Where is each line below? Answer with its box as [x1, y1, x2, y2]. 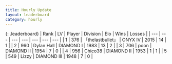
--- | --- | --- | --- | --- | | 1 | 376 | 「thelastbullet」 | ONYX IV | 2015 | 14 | [11, 37, 167, 43]
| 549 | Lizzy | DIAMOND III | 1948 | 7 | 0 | [5, 53, 93, 59]
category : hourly [5, 17, 43, 22]
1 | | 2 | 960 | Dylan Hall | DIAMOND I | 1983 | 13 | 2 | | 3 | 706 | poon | [5, 43, 152, 49]
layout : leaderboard [5, 12, 50, 17]
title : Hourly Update [5, 7, 52, 13]
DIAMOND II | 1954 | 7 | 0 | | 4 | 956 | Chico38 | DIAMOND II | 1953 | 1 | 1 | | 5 [5, 48, 167, 54]
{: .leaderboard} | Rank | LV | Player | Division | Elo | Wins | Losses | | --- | [5, 31, 161, 37]
